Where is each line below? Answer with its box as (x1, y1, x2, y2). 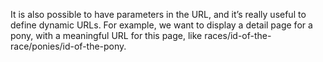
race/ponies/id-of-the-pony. (10, 40, 127, 52)
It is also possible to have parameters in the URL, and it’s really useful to (10, 9, 307, 20)
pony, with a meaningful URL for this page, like (10, 30, 203, 41)
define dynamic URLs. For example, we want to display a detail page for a (10, 19, 313, 31)
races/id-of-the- (204, 30, 272, 41)
